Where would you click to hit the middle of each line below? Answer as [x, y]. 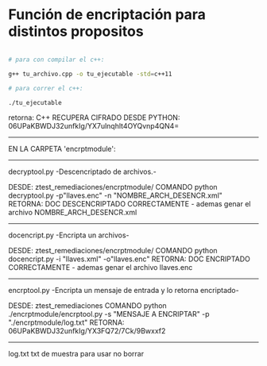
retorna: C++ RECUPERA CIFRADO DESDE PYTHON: [94, 118]
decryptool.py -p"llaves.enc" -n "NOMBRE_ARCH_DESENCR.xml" [115, 195]
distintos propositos [76, 31]
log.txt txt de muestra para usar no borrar [76, 354]
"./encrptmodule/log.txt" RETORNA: [66, 322]
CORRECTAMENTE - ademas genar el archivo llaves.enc [101, 268]
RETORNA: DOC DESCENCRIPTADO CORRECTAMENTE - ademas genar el [130, 204]
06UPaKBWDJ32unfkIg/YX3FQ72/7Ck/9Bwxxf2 [87, 331]
